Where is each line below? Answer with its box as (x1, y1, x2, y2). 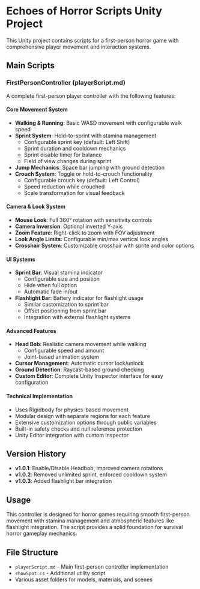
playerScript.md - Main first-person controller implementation (14, 563, 169, 570)
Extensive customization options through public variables (14, 419, 157, 426)
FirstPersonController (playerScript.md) (6, 79, 126, 87)
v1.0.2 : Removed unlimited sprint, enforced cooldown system (14, 471, 167, 478)
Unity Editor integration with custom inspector (14, 431, 129, 438)
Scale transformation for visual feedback (23, 189, 125, 196)
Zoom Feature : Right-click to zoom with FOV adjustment (14, 229, 155, 236)
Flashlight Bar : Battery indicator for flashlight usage (14, 294, 144, 302)
